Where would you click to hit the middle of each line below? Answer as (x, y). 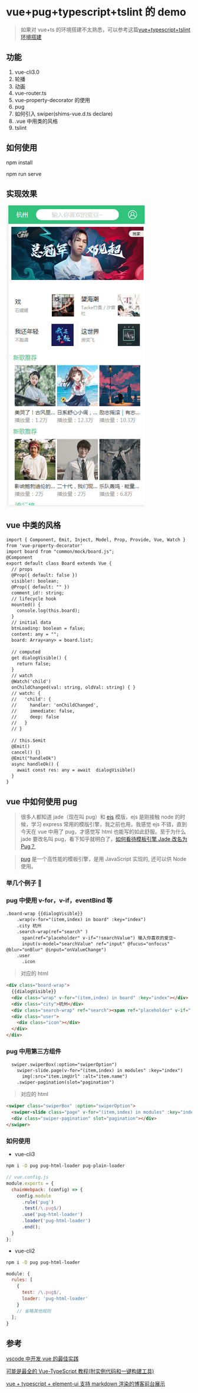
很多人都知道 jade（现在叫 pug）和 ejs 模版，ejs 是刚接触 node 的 (100, 817)
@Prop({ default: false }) (44, 575)
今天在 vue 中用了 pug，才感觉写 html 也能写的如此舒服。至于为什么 (103, 831)
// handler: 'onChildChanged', (55, 705)
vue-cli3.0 (27, 72)
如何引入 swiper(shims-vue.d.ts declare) (64, 113)
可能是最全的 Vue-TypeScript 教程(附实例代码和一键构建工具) (80, 1371)
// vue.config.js (27, 1177)
